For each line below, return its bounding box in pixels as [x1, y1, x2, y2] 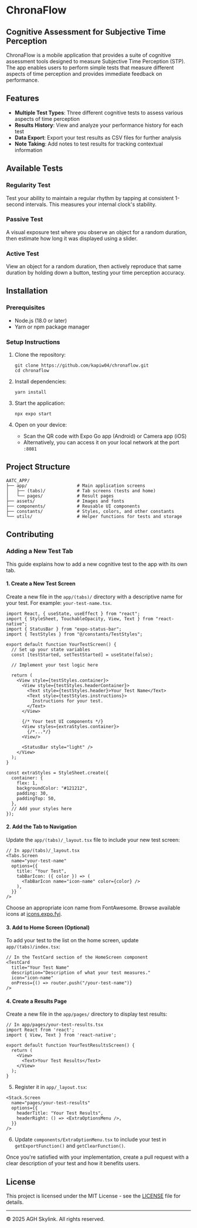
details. [6, 1199, 24, 1206]
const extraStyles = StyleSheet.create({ [6, 770, 109, 776]
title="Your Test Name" [11, 965, 69, 971]
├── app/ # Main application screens [6, 482, 145, 489]
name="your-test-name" [11, 858, 67, 864]
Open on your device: [14, 421, 67, 428]
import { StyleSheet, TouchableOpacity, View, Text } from [6, 615, 154, 622]
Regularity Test [6, 181, 51, 190]
